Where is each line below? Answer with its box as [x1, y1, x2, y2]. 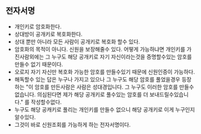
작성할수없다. [30, 98, 62, 106]
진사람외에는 [14, 53, 45, 60]
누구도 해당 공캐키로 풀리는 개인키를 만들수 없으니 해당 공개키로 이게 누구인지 [14, 106, 196, 113]
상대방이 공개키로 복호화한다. [14, 30, 83, 37]
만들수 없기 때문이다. [14, 60, 63, 68]
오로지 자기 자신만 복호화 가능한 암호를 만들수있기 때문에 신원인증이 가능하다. [14, 68, 196, 75]
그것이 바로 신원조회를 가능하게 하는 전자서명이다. [14, 121, 131, 128]
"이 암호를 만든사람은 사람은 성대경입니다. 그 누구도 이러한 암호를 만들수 [25, 83, 194, 91]
